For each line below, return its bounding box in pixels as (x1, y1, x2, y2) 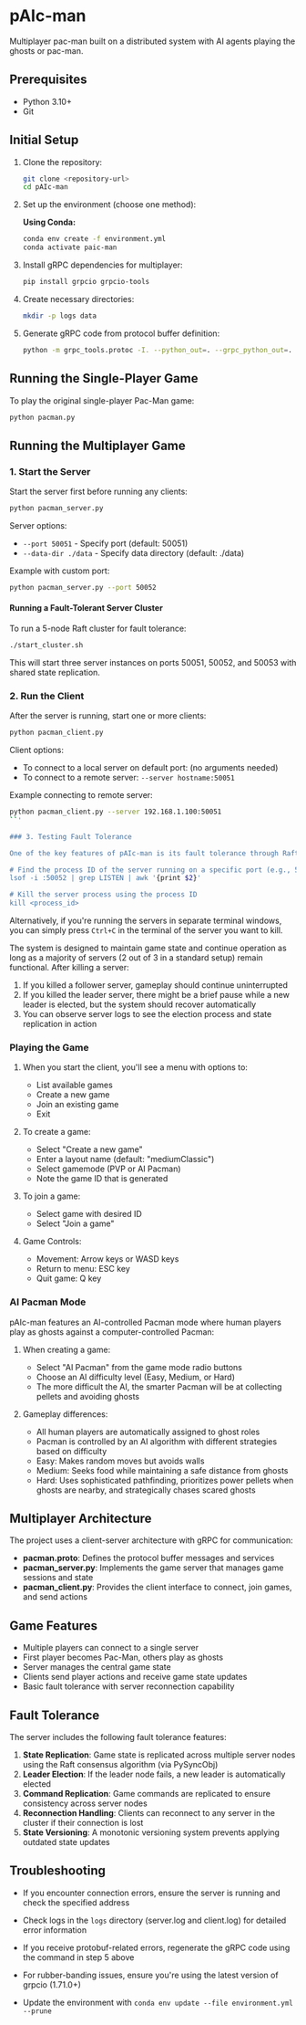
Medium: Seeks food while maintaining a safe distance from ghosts (36, 1464, 289, 1475)
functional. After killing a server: (9, 962, 129, 973)
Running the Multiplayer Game (9, 437, 187, 453)
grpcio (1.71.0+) (22, 1978, 82, 1990)
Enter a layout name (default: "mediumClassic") (36, 1154, 215, 1165)
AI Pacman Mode (9, 1296, 87, 1308)
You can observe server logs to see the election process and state (22, 1009, 272, 1020)
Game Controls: (22, 1236, 82, 1247)
